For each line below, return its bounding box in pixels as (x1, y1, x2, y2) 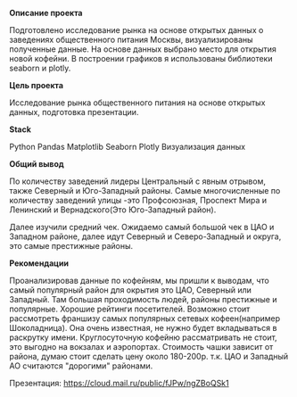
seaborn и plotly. (9, 62, 71, 73)
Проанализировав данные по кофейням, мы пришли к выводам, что (9, 276, 269, 285)
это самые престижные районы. (9, 241, 134, 251)
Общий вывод (9, 159, 64, 169)
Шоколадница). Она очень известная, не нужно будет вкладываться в (9, 323, 277, 333)
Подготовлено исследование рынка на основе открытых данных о (9, 25, 264, 35)
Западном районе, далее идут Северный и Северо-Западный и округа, (9, 231, 282, 242)
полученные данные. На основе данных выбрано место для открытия (9, 44, 276, 54)
